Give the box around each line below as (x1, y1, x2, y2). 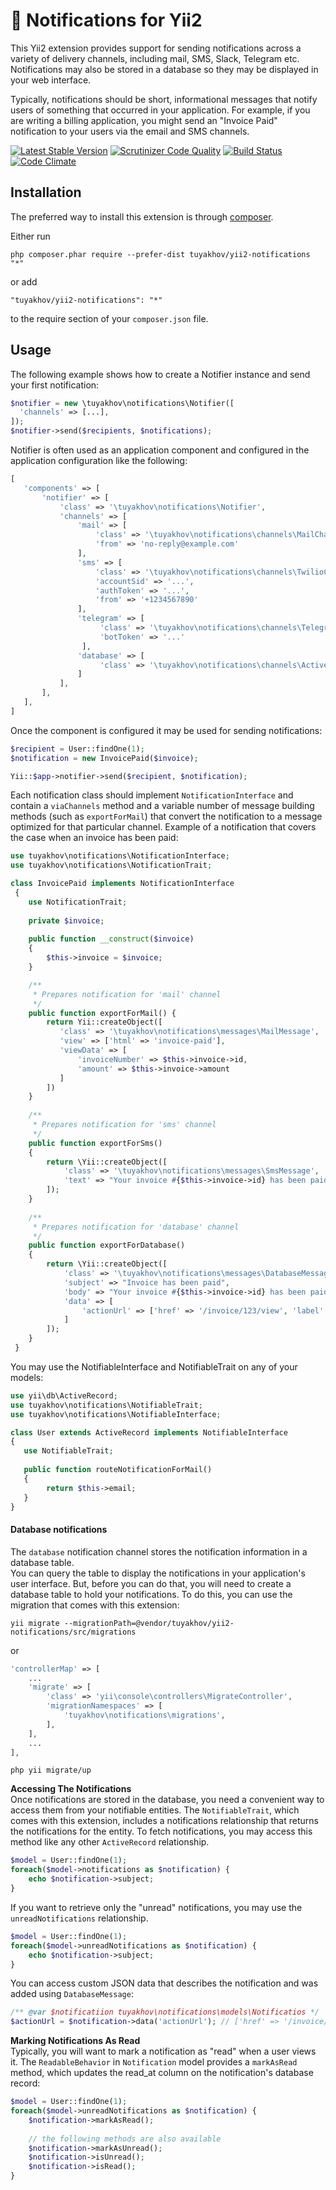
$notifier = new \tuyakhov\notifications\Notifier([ (10, 398, 235, 408)
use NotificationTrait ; (28, 897, 128, 907)
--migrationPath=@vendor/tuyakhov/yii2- (63, 1618, 235, 1628)
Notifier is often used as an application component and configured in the (10, 444, 310, 456)
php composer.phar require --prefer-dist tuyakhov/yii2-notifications (10, 249, 311, 259)
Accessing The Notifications (10, 1783, 132, 1795)
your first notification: (10, 379, 100, 391)
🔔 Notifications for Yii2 (10, 9, 203, 32)
